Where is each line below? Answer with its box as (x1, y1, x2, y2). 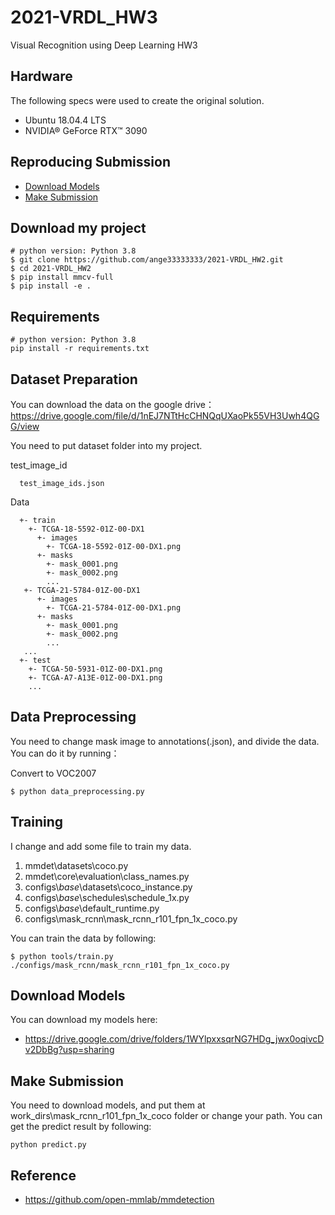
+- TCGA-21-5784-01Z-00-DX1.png (46, 603, 182, 613)
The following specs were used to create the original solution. (10, 94, 265, 106)
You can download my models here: (10, 1014, 158, 1026)
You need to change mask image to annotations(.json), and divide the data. (10, 735, 320, 747)
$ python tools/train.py (10, 951, 114, 961)
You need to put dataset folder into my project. (10, 440, 203, 451)
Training (10, 814, 64, 831)
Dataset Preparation (10, 371, 138, 388)
